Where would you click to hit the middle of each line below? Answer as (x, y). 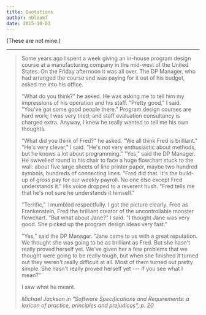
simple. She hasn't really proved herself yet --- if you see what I (102, 269)
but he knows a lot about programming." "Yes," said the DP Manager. (108, 154)
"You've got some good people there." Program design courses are (106, 109)
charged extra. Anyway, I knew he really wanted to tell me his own (105, 123)
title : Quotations (30, 12)
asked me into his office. (52, 85)
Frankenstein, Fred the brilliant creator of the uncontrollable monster (108, 211)
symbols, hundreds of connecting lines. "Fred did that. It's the (99, 173)
